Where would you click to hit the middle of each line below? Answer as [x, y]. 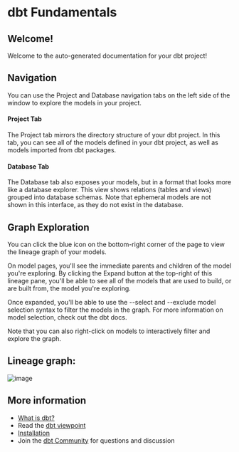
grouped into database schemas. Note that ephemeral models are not [109, 197]
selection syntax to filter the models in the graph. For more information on [116, 310]
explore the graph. [34, 339]
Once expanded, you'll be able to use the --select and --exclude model [112, 303]
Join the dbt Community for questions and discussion [96, 440]
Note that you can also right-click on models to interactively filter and [109, 331]
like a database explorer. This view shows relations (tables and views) [110, 190]
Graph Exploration [49, 227]
